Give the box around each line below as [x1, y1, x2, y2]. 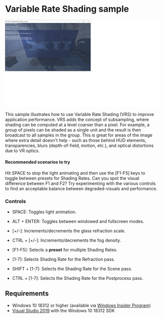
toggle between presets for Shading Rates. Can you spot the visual [5, 175, 140, 181]
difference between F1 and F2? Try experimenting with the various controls [5, 180, 156, 186]
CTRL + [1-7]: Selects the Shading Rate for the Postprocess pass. [12, 275, 143, 281]
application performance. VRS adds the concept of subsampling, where [5, 116, 149, 123]
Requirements [5, 290, 49, 298]
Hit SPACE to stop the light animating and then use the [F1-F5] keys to [5, 170, 145, 176]
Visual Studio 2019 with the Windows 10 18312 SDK [12, 307, 115, 314]
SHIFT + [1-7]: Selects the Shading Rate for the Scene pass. [12, 266, 133, 272]
